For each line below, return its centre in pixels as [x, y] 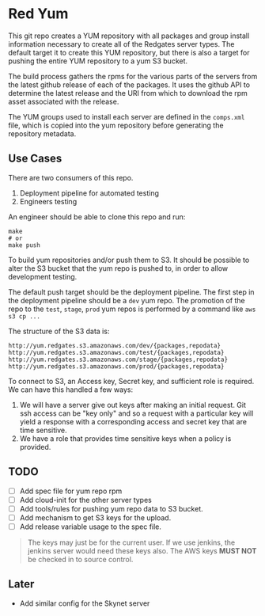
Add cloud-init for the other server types [85, 500]
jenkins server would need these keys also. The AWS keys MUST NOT [142, 550]
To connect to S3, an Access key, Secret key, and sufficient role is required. [131, 381]
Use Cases [35, 159]
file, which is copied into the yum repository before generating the [116, 125]
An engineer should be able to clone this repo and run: [97, 217]
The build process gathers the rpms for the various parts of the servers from [133, 76]
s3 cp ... [25, 316]
